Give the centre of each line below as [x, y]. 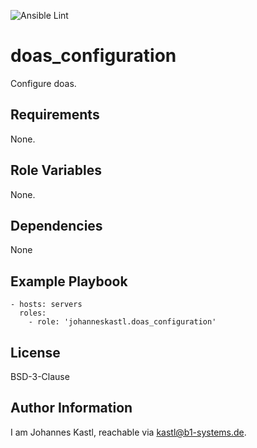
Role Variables [56, 170]
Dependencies [56, 225]
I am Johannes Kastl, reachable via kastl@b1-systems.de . [128, 432]
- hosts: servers [46, 305]
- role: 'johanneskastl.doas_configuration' [122, 322]
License [35, 352]
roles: [33, 313]
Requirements [55, 115]
